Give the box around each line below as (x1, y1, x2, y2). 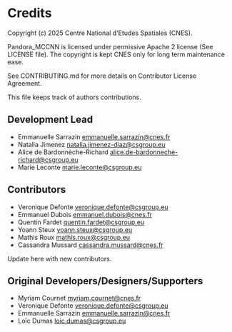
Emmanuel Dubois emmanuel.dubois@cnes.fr (17, 210, 152, 218)
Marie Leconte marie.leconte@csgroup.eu (17, 163, 142, 171)
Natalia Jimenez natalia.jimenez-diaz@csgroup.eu (17, 140, 166, 149)
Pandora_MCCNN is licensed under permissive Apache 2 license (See (7, 42, 213, 51)
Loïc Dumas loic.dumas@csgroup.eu (17, 316, 126, 326)
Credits (7, 5, 52, 21)
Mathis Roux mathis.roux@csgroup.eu (17, 233, 131, 241)
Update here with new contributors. (7, 254, 112, 263)
